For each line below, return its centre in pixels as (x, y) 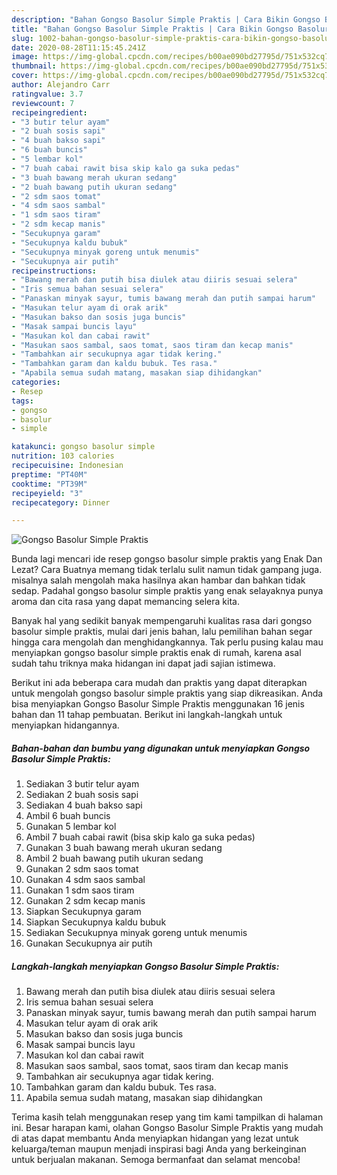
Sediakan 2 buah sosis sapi (82, 795)
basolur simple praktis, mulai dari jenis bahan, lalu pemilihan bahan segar (162, 632)
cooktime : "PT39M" (49, 484)
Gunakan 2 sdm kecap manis (85, 901)
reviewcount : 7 (43, 103)
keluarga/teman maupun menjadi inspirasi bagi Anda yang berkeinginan (159, 1149)
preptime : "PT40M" (49, 474)
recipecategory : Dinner (61, 502)
